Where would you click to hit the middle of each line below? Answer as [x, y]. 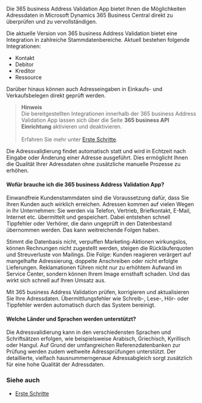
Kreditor [25, 71]
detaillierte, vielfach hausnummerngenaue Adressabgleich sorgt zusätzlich [99, 358]
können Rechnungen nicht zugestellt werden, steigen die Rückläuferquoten [100, 248]
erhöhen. [18, 170]
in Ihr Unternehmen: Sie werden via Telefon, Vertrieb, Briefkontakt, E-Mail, [99, 211]
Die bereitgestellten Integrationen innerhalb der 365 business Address [109, 114]
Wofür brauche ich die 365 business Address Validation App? [85, 184]
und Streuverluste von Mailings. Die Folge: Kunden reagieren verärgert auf [99, 255]
